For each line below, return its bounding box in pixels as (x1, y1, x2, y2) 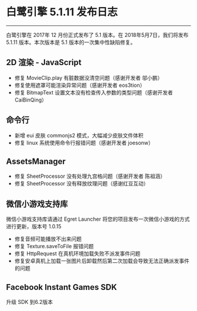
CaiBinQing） (14, 96, 47, 103)
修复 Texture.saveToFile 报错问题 (14, 243, 94, 250)
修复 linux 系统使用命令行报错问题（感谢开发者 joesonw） (14, 139, 154, 146)
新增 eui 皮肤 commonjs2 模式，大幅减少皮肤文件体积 (14, 131, 144, 138)
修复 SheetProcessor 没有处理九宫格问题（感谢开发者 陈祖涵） (14, 173, 166, 180)
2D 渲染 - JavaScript (6, 58, 82, 67)
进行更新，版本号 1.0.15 (6, 223, 62, 230)
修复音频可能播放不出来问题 (14, 235, 82, 242)
